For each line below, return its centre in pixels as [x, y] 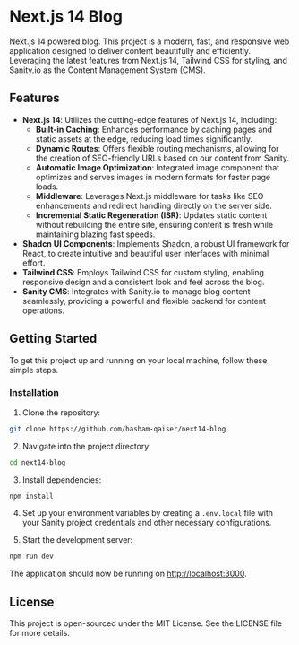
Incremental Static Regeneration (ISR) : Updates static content [151, 215]
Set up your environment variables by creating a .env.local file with [148, 513]
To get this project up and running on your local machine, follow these [138, 360]
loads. [47, 187]
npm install [31, 496]
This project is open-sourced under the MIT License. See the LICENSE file [146, 623]
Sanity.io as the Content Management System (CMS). [107, 70]
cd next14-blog [38, 462]
